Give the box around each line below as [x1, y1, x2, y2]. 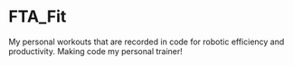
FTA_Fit [8, 6, 67, 27]
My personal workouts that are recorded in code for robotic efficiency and [8, 36, 285, 47]
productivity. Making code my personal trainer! [8, 45, 183, 56]
